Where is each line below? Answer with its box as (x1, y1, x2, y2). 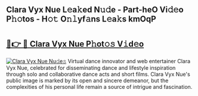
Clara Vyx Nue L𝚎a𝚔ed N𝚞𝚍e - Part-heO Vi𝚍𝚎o (6, 5, 184, 15)
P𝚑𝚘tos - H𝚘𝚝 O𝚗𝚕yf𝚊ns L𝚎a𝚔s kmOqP (6, 14, 156, 24)
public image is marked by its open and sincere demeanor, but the (6, 77, 169, 84)
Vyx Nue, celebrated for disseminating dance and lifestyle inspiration (6, 64, 176, 71)
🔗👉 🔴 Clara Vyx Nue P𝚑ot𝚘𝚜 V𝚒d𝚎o (6, 39, 144, 49)
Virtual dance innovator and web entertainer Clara (67, 58, 191, 64)
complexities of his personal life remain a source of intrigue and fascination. (6, 83, 193, 90)
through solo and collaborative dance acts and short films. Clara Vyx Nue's (6, 71, 191, 78)
